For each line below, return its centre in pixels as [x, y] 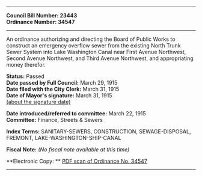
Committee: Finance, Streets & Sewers [55, 120]
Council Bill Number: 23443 [42, 15]
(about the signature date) [38, 102]
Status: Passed [26, 76]
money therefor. [26, 65]
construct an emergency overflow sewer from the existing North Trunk [94, 45]
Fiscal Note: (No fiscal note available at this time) [68, 150]
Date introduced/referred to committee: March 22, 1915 [76, 114]
